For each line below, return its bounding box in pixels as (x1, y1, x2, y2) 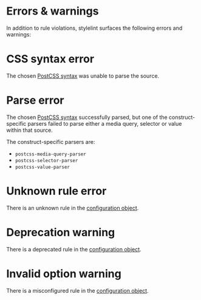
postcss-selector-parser (15, 157, 78, 163)
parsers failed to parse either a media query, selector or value (27, 120, 182, 127)
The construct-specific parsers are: (6, 138, 95, 145)
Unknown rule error (6, 184, 107, 198)
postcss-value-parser (15, 164, 70, 170)
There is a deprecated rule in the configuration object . (6, 245, 141, 253)
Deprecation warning (6, 225, 115, 239)
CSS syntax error (6, 52, 95, 66)
